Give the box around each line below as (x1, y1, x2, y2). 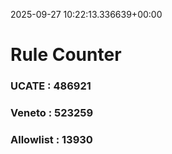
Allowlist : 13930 (10, 132, 93, 146)
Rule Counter (10, 44, 122, 66)
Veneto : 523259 (10, 106, 94, 120)
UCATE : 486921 (10, 79, 92, 93)
